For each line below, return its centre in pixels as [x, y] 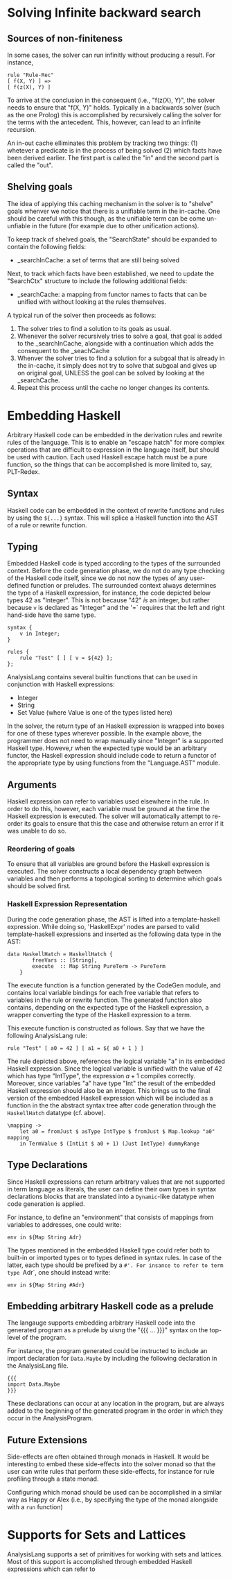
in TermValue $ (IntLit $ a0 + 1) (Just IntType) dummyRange [109, 1144]
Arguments [32, 784]
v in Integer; [40, 634]
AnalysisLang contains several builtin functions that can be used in [102, 677]
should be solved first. [39, 886]
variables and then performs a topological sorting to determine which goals [115, 878]
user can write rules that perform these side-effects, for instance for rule [111, 1472]
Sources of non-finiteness [65, 39]
